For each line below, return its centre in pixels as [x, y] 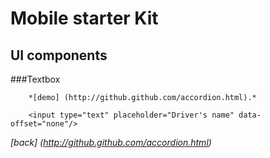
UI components [59, 55]
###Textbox [35, 79]
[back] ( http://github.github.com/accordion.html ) [111, 142]
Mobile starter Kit [84, 18]
